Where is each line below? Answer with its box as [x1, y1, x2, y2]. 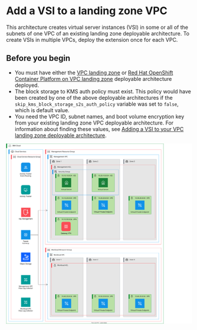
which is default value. [14, 106, 70, 113]
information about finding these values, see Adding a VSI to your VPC [14, 125, 184, 132]
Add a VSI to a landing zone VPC [6, 4, 168, 18]
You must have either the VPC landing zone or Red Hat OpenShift [14, 69, 173, 76]
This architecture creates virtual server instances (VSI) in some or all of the [6, 24, 189, 31]
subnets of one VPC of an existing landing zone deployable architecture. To [6, 30, 190, 37]
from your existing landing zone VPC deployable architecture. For [14, 119, 174, 126]
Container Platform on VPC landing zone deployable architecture [14, 75, 172, 82]
